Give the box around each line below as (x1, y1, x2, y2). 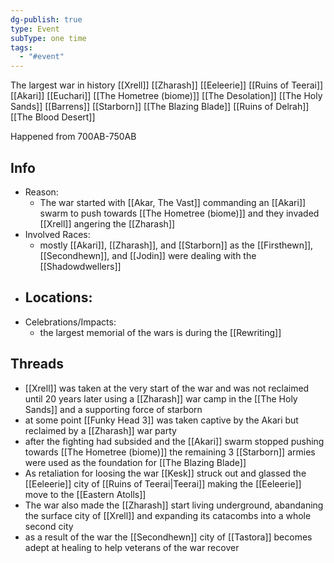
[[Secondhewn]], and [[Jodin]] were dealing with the (39, 249, 257, 261)
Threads (10, 356, 65, 373)
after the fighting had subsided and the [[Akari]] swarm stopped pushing (24, 435, 325, 447)
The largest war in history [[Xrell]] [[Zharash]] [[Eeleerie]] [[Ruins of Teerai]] (10, 79, 324, 91)
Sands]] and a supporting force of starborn (24, 403, 203, 415)
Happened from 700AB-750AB (10, 131, 137, 143)
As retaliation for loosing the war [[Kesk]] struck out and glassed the (24, 467, 307, 479)
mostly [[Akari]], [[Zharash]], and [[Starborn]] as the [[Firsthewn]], (39, 239, 314, 251)
